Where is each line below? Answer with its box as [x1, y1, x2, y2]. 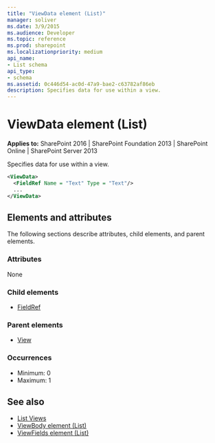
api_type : [7, 68, 36, 74]
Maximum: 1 [16, 376, 52, 384]
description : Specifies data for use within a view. [7, 87, 161, 94]
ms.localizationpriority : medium [7, 49, 103, 56]
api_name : [7, 55, 36, 62]
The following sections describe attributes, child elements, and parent [7, 230, 205, 238]
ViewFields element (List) [16, 429, 89, 437]
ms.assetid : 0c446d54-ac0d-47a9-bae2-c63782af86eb [7, 81, 155, 87]
